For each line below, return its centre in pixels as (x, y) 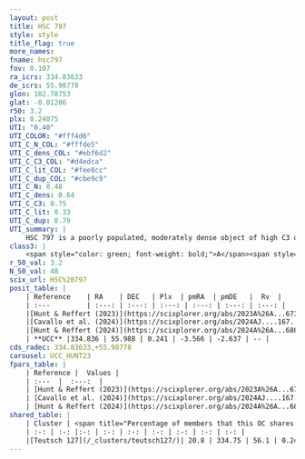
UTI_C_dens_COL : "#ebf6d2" (60, 153)
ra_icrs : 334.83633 (46, 77)
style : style (34, 35)
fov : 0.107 (30, 69)
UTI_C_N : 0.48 (36, 187)
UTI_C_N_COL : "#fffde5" (54, 145)
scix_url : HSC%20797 (49, 280)
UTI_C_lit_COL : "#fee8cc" (58, 170)
